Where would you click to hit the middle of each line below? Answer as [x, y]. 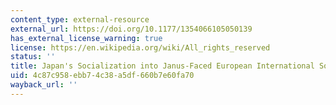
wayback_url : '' [44, 85]
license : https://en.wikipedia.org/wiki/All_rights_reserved [140, 47]
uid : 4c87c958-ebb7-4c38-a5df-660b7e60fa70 [102, 76]
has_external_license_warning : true [86, 38]
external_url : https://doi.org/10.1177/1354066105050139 [131, 29]
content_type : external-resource [80, 19]
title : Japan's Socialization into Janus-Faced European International [162, 66]
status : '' [33, 57]
